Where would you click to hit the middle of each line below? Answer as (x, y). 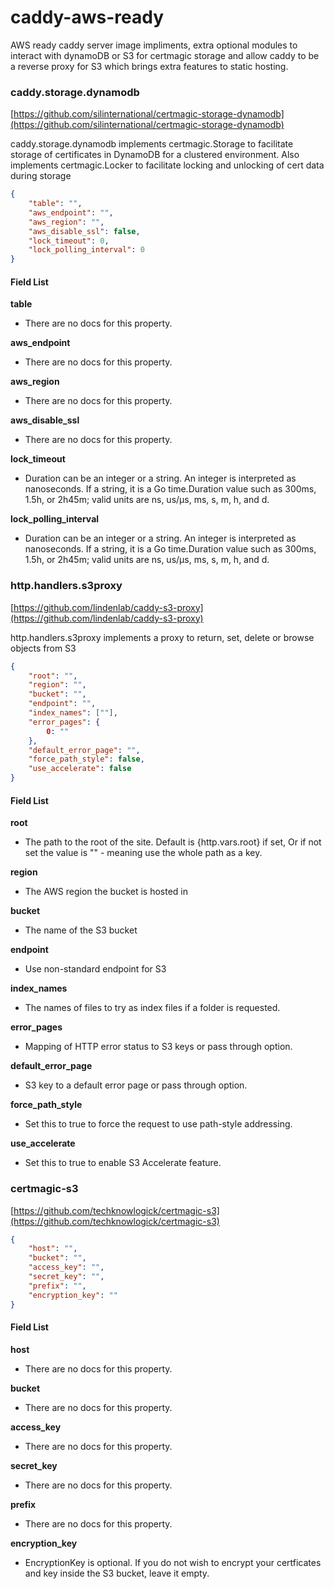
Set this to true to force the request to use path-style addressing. (158, 1124)
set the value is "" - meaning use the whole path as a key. (143, 853)
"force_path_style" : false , (86, 759)
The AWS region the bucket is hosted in (106, 892)
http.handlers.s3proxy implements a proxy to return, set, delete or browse (162, 637)
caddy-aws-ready (87, 17)
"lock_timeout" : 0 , (69, 241)
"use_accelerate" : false (80, 769)
